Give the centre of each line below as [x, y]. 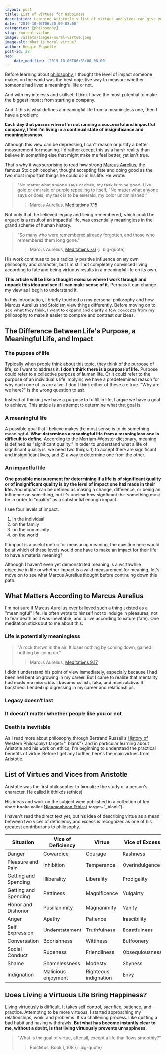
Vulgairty [133, 893]
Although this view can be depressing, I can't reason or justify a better [77, 145]
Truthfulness [101, 930]
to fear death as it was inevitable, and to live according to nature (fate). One [82, 619]
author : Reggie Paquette [31, 47]
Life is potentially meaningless [42, 636]
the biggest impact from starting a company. [50, 100]
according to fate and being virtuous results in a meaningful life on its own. [81, 270]
